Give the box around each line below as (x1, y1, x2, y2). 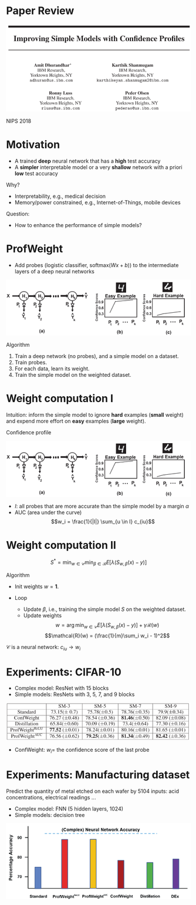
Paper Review (6, 4, 75, 18)
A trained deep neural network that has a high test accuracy (14, 157, 161, 164)
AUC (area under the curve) (14, 509, 82, 516)
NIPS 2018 (6, 117, 31, 124)
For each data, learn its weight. (14, 365, 90, 372)
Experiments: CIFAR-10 (6, 665, 121, 678)
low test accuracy (14, 170, 59, 177)
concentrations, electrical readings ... (6, 794, 96, 801)
